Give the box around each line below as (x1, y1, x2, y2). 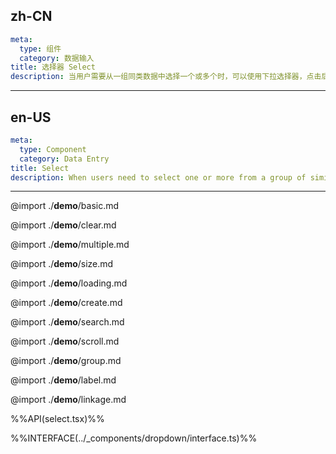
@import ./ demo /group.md (10, 355, 122, 367)
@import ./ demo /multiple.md (10, 239, 130, 251)
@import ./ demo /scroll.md (10, 335, 120, 348)
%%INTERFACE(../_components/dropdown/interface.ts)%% (10, 432, 258, 444)
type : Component (19, 144, 87, 154)
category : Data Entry (19, 154, 110, 164)
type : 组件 (19, 44, 62, 54)
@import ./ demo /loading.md (10, 277, 128, 289)
